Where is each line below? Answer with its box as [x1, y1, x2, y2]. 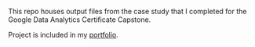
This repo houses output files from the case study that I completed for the [8, 7, 247, 16]
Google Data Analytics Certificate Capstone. [8, 15, 151, 24]
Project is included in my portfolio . [8, 31, 119, 39]
